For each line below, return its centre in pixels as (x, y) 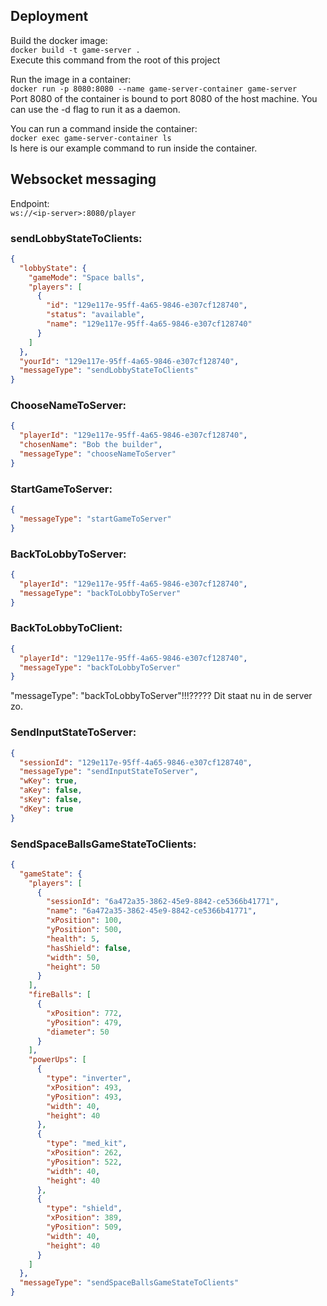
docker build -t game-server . (75, 50)
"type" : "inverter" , (89, 1079)
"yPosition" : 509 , (84, 1227)
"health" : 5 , (73, 939)
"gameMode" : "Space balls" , (86, 277)
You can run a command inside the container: (104, 128)
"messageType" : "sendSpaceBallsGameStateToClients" (129, 1283)
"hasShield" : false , (89, 948)
